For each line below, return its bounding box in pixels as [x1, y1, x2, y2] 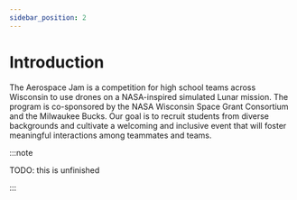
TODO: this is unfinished [9, 164, 100, 176]
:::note [9, 147, 33, 158]
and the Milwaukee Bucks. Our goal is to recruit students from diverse [9, 110, 269, 122]
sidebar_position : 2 [9, 13, 88, 23]
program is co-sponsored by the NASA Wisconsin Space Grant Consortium [9, 101, 289, 112]
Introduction [9, 51, 105, 72]
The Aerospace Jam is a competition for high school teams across [9, 82, 256, 93]
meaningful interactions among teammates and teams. [9, 130, 212, 141]
